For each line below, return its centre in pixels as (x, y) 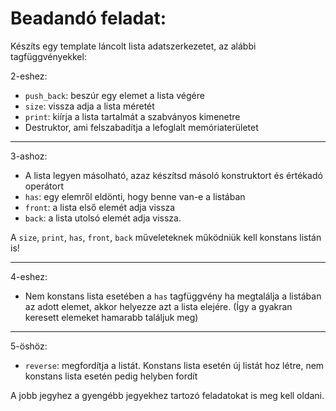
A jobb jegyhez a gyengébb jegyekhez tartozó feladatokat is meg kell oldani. (167, 395)
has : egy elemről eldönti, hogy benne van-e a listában (135, 196)
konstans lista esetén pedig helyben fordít (111, 376)
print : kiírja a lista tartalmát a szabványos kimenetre (132, 116)
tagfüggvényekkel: (48, 56)
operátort (44, 186)
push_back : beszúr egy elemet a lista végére (114, 95)
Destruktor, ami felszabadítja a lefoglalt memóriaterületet (141, 127)
